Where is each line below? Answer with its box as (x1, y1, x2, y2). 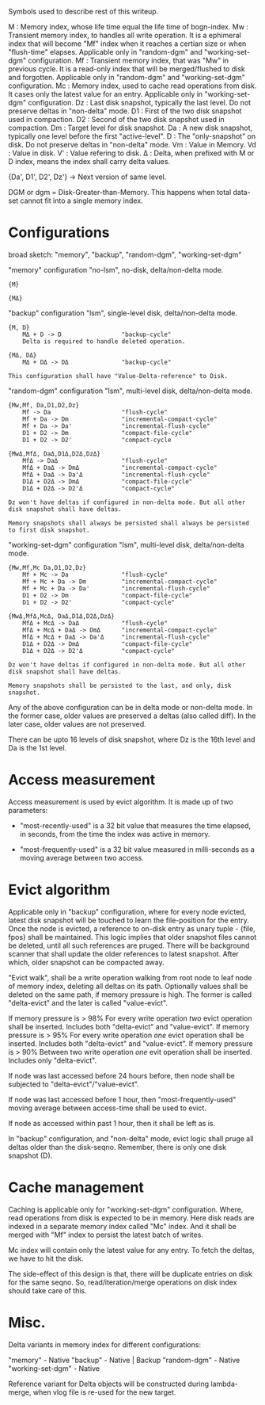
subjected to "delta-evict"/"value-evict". (8, 1079, 140, 1089)
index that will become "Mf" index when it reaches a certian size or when (8, 39, 247, 48)
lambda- (210, 1379, 239, 1388)
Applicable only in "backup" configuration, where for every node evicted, (8, 907, 247, 916)
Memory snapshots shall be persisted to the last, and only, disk (8, 682, 232, 689)
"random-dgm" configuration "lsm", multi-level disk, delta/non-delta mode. (8, 386, 253, 395)
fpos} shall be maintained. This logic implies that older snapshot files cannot (8, 932, 257, 941)
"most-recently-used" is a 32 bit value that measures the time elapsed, (19, 820, 252, 830)
